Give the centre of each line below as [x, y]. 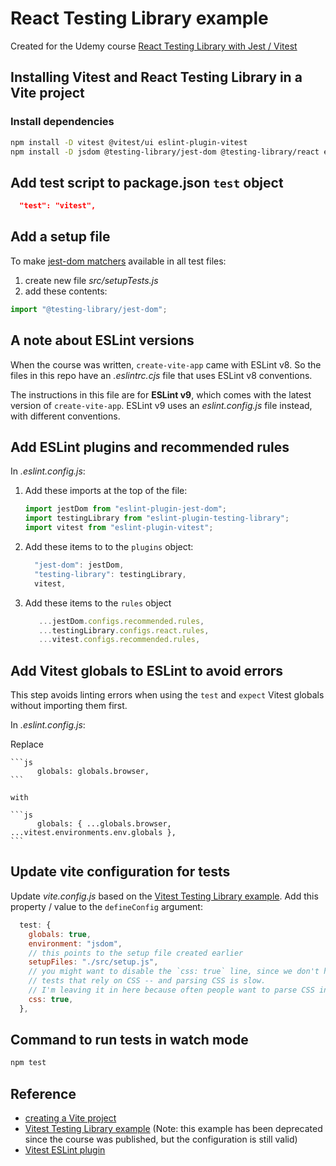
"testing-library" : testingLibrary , [110, 574]
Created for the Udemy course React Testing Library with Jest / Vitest [154, 46]
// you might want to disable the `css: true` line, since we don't [174, 972]
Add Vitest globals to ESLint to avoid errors [147, 670]
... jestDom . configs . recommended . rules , [121, 621]
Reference [43, 1093]
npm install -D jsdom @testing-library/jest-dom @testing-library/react [165, 152]
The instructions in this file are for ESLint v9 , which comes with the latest [161, 394]
